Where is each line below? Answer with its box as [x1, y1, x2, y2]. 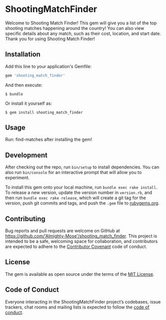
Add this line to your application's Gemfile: [5, 63, 92, 69]
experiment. [5, 175, 30, 181]
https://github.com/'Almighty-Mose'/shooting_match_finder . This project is [5, 233, 158, 239]
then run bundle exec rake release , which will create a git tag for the [5, 195, 146, 201]
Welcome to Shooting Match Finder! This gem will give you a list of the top [5, 20, 157, 26]
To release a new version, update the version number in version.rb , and [5, 190, 153, 196]
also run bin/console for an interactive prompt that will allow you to [5, 169, 142, 175]
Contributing [5, 215, 46, 223]
